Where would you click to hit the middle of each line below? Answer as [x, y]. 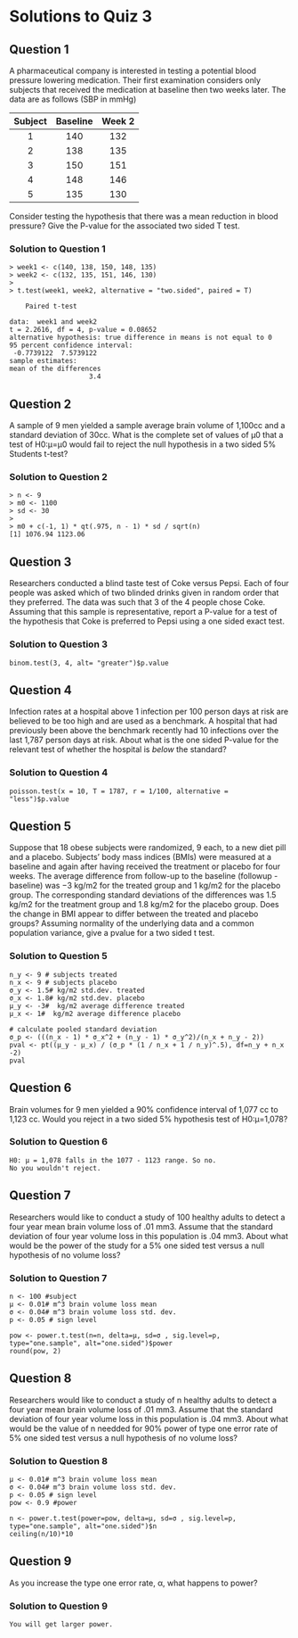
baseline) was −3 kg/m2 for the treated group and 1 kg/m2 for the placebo [145, 886]
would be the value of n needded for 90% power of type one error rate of [144, 1428]
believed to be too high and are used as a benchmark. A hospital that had [143, 721]
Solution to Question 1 [57, 249]
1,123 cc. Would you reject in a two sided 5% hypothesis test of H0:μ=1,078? [149, 1119]
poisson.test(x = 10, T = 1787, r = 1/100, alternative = [119, 791]
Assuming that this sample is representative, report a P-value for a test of [143, 612]
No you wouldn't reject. [55, 1168]
